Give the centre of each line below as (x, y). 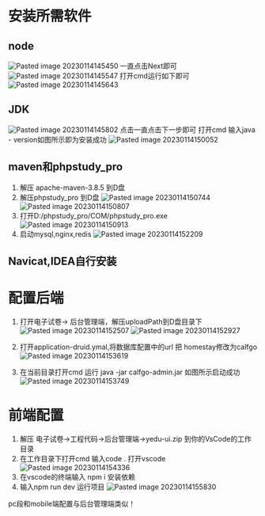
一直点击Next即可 (149, 66)
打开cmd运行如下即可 (155, 76)
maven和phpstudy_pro (66, 167)
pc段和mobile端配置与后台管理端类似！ (72, 503)
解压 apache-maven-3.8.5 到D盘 (72, 188)
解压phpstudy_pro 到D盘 (59, 197)
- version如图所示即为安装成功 (57, 139)
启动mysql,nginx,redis (55, 233)
